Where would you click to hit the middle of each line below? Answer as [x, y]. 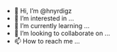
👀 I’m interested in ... [44, 18]
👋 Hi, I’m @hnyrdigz [43, 11]
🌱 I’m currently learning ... [52, 26]
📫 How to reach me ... [47, 41]
